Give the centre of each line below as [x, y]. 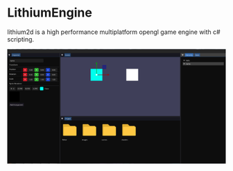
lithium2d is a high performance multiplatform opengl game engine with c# [114, 32]
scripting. [21, 39]
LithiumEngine [50, 13]
